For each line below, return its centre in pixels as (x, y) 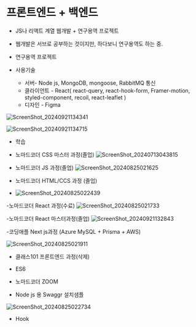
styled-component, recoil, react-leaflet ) (75, 97)
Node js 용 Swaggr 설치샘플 (49, 294)
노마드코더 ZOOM (37, 281)
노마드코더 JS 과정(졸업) (44, 167)
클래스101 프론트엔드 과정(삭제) (53, 256)
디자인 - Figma (42, 104)
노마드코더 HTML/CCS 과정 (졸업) (56, 180)
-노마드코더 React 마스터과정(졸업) (48, 218)
